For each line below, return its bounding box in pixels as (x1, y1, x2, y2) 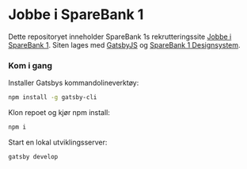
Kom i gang (8, 60, 53, 71)
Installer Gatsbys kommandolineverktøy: (8, 78, 139, 88)
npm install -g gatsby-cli (8, 94, 97, 102)
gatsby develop (8, 152, 59, 160)
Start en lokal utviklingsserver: (8, 137, 108, 147)
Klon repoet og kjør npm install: (8, 108, 111, 117)
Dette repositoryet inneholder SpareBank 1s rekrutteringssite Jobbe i (8, 32, 232, 41)
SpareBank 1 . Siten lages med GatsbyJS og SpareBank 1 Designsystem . (8, 40, 241, 49)
